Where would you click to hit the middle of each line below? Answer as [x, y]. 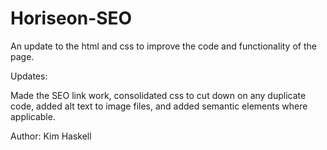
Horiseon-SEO [71, 18]
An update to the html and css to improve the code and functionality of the [163, 46]
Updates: [29, 76]
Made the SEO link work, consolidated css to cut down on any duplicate [158, 95]
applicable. [33, 116]
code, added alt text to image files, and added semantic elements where [159, 106]
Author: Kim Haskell [51, 136]
